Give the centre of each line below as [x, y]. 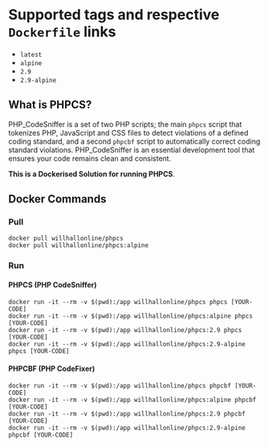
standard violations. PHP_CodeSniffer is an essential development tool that [132, 149]
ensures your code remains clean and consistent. [90, 158]
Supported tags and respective [114, 15]
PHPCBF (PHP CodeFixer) [52, 369]
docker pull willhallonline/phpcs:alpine [79, 246]
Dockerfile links [62, 32]
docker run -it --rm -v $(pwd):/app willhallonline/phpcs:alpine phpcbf [132, 400]
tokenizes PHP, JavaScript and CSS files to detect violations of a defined [128, 132]
